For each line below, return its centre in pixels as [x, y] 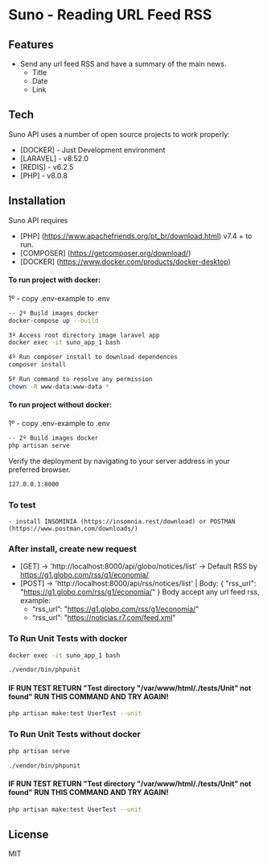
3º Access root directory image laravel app [84, 335]
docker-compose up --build [53, 321]
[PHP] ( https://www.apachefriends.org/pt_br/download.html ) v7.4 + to [136, 236]
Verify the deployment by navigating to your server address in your [119, 461]
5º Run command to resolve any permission [80, 379]
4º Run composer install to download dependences [93, 357]
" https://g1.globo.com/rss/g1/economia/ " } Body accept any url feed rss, [140, 592]
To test [22, 505]
